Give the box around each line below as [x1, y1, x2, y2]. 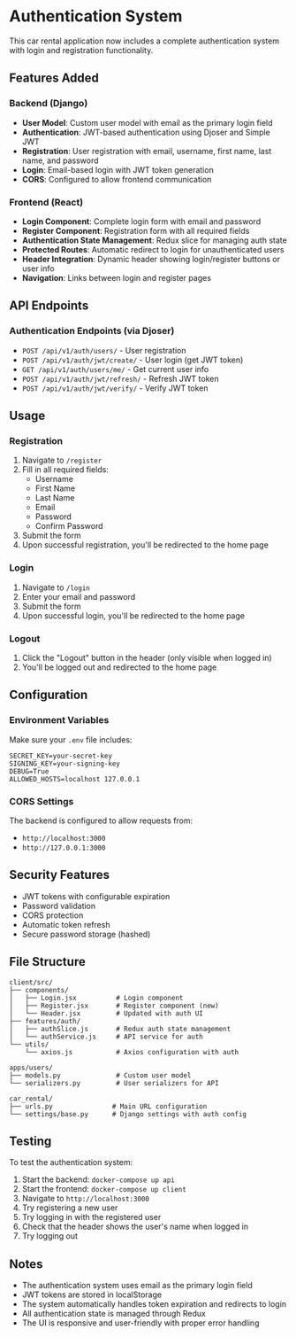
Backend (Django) [9, 97, 88, 110]
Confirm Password [34, 521, 103, 532]
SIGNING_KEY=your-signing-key [9, 759, 121, 768]
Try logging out [21, 1231, 78, 1241]
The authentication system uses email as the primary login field [21, 1280, 254, 1291]
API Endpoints [9, 299, 89, 314]
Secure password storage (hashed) [21, 929, 151, 939]
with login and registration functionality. [9, 44, 154, 55]
